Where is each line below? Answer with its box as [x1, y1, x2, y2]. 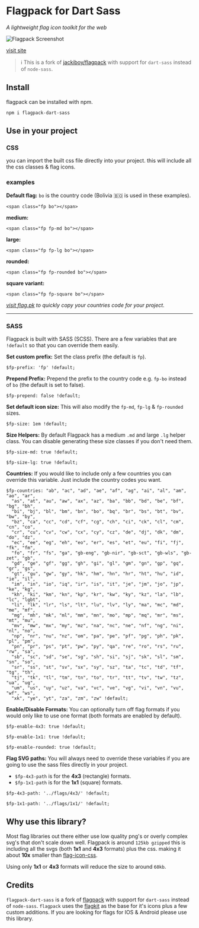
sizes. [6, 409, 21, 417]
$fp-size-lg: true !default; [6, 460, 78, 466]
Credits [6, 880, 34, 891]
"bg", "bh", [6, 503, 36, 510]
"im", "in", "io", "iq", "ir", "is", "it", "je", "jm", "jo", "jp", [11, 581, 184, 587]
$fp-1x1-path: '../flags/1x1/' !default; [6, 801, 110, 807]
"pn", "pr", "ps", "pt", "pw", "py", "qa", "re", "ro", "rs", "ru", [11, 644, 184, 650]
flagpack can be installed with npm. [6, 98, 93, 105]
